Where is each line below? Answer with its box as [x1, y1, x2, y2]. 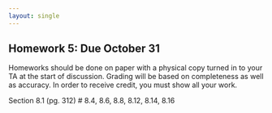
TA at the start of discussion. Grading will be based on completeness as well [8, 72, 264, 82]
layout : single [8, 11, 60, 20]
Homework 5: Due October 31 [8, 42, 160, 56]
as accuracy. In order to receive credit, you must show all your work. [8, 80, 238, 90]
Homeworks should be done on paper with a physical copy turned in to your [8, 63, 263, 73]
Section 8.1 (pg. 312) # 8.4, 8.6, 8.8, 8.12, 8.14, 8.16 [8, 96, 175, 106]
